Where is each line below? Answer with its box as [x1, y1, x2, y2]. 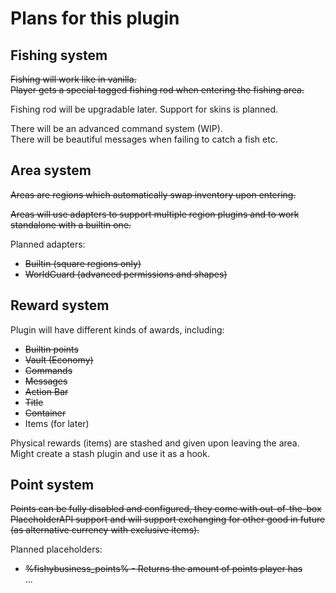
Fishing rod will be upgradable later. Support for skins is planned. [10, 103, 279, 115]
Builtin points [24, 343, 79, 355]
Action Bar [24, 385, 69, 397]
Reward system [10, 297, 110, 314]
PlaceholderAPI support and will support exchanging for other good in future [10, 513, 326, 526]
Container [24, 407, 67, 419]
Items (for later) [24, 417, 90, 429]
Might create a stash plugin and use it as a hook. [10, 447, 210, 459]
